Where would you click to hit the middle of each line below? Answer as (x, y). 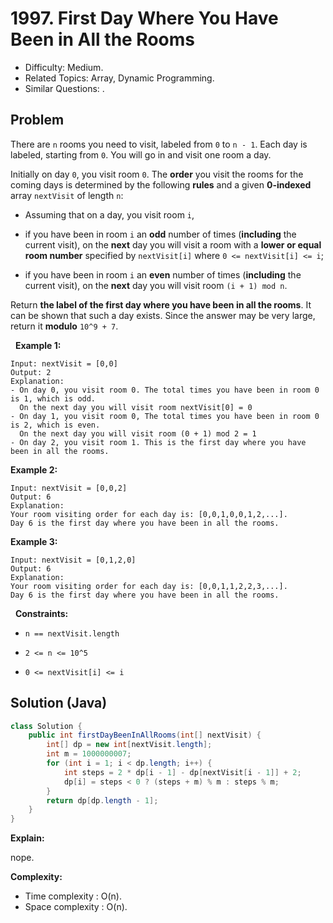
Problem (37, 120)
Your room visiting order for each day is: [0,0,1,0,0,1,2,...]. (149, 514)
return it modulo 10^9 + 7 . (64, 326)
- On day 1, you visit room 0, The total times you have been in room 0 (165, 416)
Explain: (27, 838)
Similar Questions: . (64, 88)
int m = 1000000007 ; (89, 754)
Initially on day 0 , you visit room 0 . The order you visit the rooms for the (157, 174)
